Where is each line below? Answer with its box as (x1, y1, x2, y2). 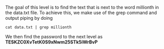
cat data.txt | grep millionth (5, 25, 72, 30)
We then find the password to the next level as (5, 34, 103, 39)
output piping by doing (5, 15, 53, 21)
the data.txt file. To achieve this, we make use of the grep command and (5, 10, 157, 16)
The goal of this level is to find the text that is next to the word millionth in (5, 5, 159, 10)
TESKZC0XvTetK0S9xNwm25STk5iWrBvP (5, 39, 98, 45)
